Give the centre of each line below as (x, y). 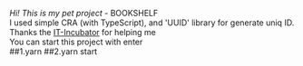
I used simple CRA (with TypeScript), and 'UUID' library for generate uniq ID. (152, 23)
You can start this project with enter (76, 42)
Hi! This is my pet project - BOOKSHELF (84, 13)
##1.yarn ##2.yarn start (54, 52)
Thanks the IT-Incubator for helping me (83, 32)
